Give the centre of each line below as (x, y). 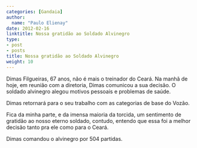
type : (13, 39)
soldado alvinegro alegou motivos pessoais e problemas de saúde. (89, 91)
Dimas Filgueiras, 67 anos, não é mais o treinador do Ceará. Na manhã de (97, 79)
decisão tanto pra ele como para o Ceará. (57, 127)
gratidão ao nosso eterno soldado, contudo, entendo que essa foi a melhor (99, 121)
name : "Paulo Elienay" (40, 23)
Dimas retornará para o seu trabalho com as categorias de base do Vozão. (98, 103)
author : (16, 17)
